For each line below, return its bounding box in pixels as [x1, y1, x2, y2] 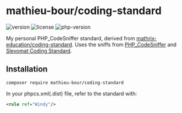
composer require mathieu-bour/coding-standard [6, 80, 124, 85]
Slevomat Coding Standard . [6, 47, 72, 54]
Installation [6, 64, 48, 74]
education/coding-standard [6, 41, 72, 48]
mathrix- [136, 35, 157, 42]
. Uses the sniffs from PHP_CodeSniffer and [72, 41, 177, 48]
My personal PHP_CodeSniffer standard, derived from [6, 35, 135, 42]
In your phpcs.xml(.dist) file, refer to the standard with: [6, 90, 137, 97]
